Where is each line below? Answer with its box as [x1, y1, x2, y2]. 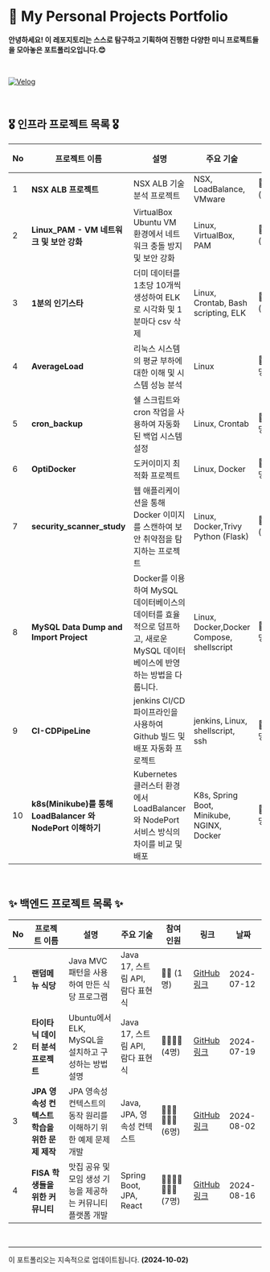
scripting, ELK [193, 307, 247, 318]
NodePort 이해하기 [31, 822, 101, 833]
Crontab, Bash [193, 297, 247, 309]
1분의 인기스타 [31, 297, 84, 309]
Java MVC [67, 955, 108, 966]
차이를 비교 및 [133, 838, 182, 849]
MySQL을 [67, 1034, 104, 1046]
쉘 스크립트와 [133, 394, 181, 405]
